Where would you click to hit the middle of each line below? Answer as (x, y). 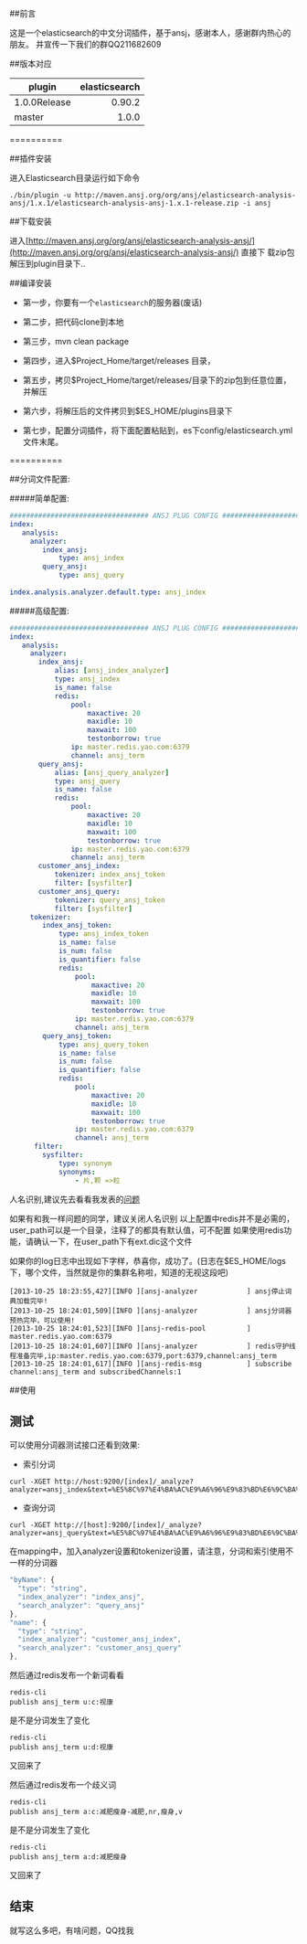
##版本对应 (31, 64)
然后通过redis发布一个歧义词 (63, 1785)
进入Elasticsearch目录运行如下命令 (74, 178)
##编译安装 (31, 283)
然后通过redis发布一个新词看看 (67, 1675)
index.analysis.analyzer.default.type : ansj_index (108, 592)
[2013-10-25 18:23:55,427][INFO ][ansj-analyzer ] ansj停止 (147, 1291)
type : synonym (85, 1163)
